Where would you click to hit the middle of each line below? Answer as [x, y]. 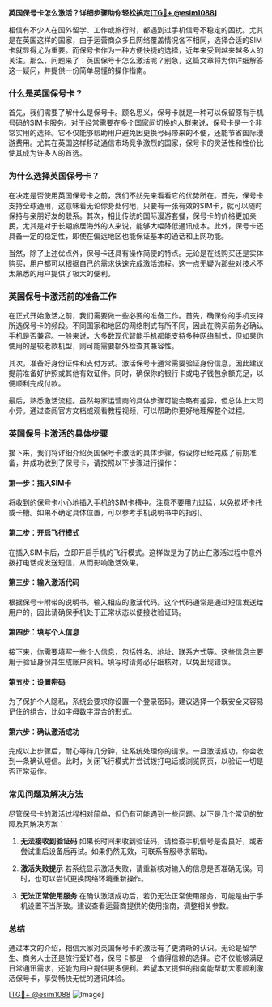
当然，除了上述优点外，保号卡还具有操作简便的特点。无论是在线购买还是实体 [136, 253]
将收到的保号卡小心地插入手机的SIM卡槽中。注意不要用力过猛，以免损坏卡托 [136, 502]
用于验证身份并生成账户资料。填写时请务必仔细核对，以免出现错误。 [122, 662]
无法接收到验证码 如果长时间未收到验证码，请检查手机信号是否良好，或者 [142, 841]
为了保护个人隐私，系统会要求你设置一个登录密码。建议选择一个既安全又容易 [136, 702]
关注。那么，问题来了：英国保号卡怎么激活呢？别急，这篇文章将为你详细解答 [136, 60]
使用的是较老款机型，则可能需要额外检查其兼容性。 [93, 346]
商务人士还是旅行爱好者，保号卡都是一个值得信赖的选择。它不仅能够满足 [143, 958]
